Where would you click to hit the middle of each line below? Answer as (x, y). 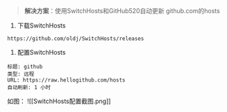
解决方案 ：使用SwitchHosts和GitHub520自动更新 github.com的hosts (122, 11)
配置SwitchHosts (41, 52)
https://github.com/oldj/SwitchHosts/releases (76, 39)
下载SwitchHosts (41, 26)
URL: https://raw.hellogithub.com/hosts (67, 80)
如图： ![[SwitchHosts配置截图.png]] (59, 101)
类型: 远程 (21, 74)
